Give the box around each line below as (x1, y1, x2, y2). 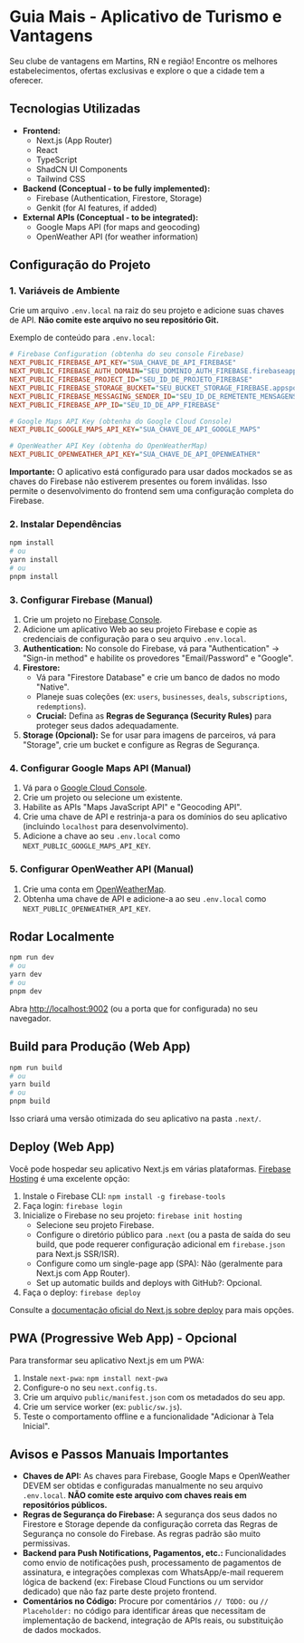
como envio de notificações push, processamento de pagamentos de (22, 1557, 282, 1569)
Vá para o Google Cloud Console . (22, 782, 147, 794)
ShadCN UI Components (35, 163, 128, 174)
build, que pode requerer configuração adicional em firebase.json (35, 1239, 286, 1250)
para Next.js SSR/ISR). (35, 1248, 119, 1259)
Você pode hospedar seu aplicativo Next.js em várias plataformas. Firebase (9, 1163, 291, 1174)
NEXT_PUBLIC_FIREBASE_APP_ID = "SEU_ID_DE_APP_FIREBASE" (9, 401, 221, 410)
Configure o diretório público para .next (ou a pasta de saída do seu (35, 1229, 291, 1240)
